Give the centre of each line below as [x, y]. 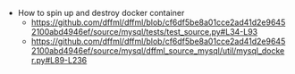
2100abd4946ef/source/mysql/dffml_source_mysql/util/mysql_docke [158, 51]
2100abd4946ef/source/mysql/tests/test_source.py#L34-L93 [144, 32]
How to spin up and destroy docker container [101, 13]
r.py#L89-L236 [59, 60]
